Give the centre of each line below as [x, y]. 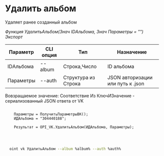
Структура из [79, 78]
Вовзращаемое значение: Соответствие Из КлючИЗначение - [70, 96]
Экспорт [14, 37]
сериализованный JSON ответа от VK [44, 101]
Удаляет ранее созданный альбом [41, 22]
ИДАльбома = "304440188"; [40, 118]
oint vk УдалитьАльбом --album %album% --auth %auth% [65, 149]
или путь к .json [126, 83]
